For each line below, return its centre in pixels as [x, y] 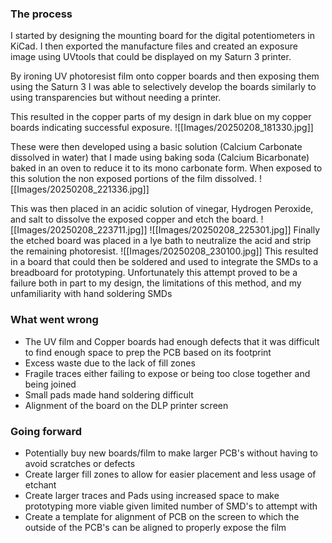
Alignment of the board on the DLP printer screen [126, 405]
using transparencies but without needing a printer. [116, 98]
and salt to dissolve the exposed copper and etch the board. [134, 219]
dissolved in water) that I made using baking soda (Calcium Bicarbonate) [160, 158]
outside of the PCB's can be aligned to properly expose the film [155, 527]
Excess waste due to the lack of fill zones [110, 363]
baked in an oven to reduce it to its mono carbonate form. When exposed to [166, 168]
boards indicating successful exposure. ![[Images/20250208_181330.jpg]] [162, 128]
